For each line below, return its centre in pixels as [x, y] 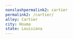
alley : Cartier [22, 19]
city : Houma [18, 24]
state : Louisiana [24, 29]
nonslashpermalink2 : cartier [36, 10]
